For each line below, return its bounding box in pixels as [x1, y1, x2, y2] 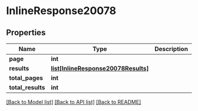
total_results [9, 83, 45, 92]
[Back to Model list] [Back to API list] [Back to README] [6, 99, 141, 105]
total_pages [9, 74, 43, 82]
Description [154, 45, 189, 53]
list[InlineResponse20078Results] [51, 65, 149, 72]
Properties [6, 28, 46, 38]
